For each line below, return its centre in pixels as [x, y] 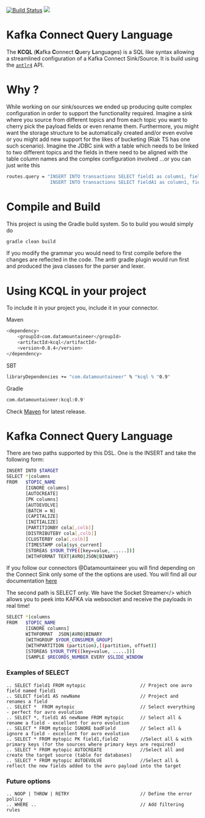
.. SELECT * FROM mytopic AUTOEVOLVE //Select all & [92, 760]
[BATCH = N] [41, 511]
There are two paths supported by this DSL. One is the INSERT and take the [101, 453]
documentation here [32, 581]
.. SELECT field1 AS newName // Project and [92, 696]
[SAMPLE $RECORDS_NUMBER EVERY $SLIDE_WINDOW [84, 657]
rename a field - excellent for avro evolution [68, 723]
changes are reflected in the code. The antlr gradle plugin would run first [98, 260]
